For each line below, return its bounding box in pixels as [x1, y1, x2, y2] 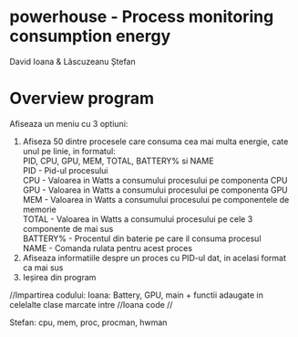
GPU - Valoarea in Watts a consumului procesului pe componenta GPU [22, 184, 289, 195]
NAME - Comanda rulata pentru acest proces [22, 242, 193, 253]
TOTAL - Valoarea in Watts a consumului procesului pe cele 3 [22, 213, 253, 225]
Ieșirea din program [22, 271, 97, 282]
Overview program [9, 89, 155, 109]
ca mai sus [22, 262, 64, 273]
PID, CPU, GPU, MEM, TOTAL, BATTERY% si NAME [22, 155, 214, 166]
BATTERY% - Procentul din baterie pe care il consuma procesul [22, 233, 262, 244]
